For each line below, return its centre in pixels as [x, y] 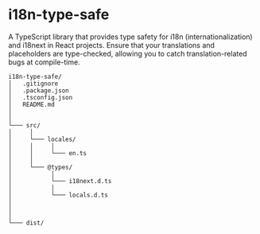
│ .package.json [39, 90]
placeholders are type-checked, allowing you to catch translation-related [128, 53]
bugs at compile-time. [45, 62]
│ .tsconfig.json [41, 97]
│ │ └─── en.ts [48, 153]
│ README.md [32, 104]
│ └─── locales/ [43, 139]
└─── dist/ [26, 223]
